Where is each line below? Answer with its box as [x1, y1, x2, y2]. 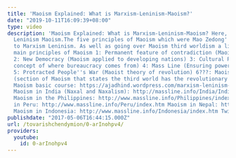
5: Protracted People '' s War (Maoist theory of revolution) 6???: [13, 69, 212, 76]
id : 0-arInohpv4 [20, 141, 68, 148]
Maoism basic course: [13, 82, 77, 89]
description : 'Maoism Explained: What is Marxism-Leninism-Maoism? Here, [7, 29, 228, 37]
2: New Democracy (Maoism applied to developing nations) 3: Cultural [13, 56, 225, 63]
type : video [7, 23, 42, 30]
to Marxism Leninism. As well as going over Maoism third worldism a [13, 43, 221, 50]
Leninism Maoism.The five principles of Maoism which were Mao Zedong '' [13, 36, 231, 43]
